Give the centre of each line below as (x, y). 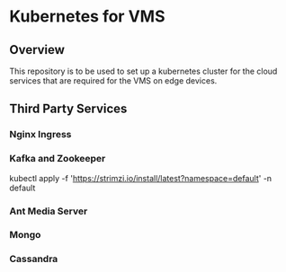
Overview (37, 50)
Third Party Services (68, 109)
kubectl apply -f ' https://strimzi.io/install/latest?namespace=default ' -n (141, 178)
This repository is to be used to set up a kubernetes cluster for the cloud (143, 71)
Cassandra (34, 259)
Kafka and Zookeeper (58, 159)
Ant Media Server (49, 211)
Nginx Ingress (40, 135)
